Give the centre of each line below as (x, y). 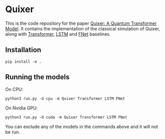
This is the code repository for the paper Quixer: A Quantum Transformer (81, 23)
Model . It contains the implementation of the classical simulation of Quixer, (83, 28)
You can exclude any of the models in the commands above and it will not (82, 126)
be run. (13, 132)
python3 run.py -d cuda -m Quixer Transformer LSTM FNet (66, 117)
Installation (23, 50)
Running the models (37, 77)
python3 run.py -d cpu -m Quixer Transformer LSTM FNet (65, 99)
